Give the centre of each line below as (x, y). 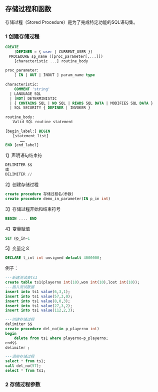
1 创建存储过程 (22, 36)
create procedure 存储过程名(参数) (39, 194)
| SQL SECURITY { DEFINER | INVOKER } (50, 108)
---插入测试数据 (20, 287)
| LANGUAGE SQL (25, 94)
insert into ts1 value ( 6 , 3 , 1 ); (38, 291)
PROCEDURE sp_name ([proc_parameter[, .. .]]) (56, 56)
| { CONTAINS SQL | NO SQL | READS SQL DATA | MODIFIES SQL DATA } (81, 103)
